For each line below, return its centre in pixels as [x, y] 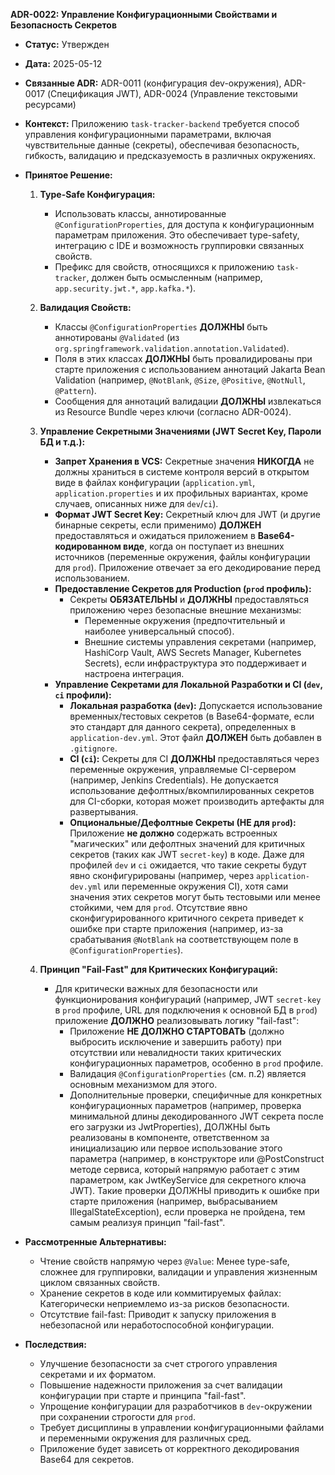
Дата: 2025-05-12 [63, 63]
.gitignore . [93, 748]
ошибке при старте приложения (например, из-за [176, 928]
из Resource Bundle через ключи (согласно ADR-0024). [173, 412]
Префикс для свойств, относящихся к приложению [164, 267]
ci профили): [83, 695]
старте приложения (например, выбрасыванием [173, 1201]
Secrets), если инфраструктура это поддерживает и [195, 663]
